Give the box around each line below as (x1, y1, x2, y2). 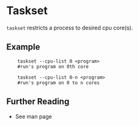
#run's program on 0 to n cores (17, 79, 100, 86)
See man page (15, 112, 52, 120)
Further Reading (6, 96, 70, 107)
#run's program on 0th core (17, 63, 89, 69)
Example (6, 42, 40, 52)
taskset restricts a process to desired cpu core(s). (6, 24, 133, 31)
